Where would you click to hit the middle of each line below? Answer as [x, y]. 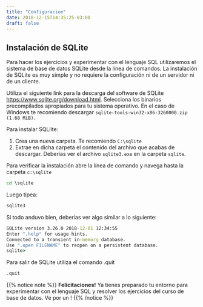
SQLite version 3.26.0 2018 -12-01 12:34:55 [62, 228]
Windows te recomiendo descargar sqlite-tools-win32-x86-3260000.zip [97, 112]
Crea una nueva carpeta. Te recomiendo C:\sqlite [78, 141]
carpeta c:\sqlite [29, 172]
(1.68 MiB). [21, 118]
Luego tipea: [22, 195]
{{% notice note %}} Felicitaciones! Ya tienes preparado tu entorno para [97, 285]
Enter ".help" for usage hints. [47, 234]
